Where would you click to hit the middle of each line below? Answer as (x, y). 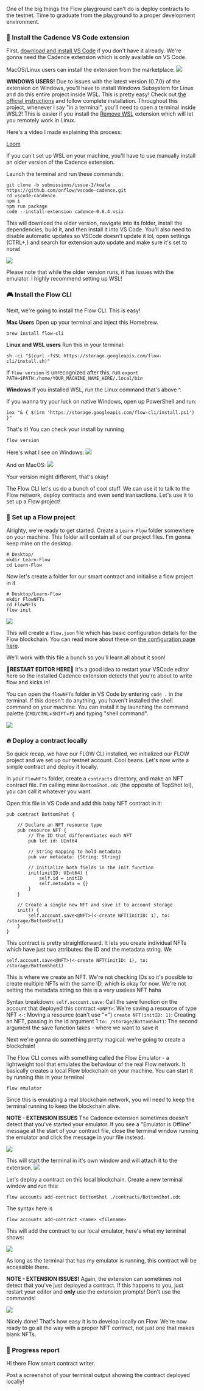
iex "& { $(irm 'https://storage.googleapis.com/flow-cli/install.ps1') (100, 412)
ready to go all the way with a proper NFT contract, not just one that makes (100, 1328)
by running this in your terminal (45, 1077)
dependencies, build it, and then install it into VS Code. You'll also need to (99, 229)
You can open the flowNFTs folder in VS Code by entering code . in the (94, 694)
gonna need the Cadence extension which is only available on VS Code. (97, 57)
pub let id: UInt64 (53, 841)
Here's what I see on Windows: (45, 452)
